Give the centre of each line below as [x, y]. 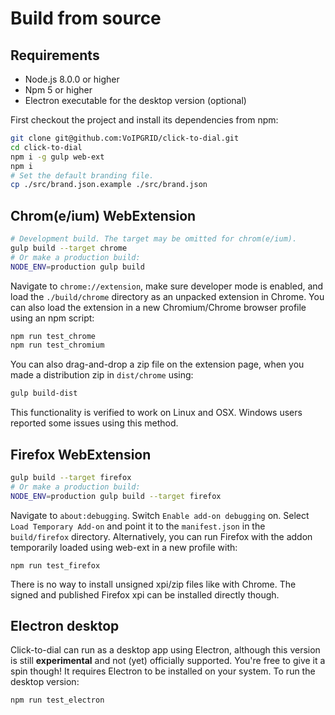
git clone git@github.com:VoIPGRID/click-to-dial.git [125, 138]
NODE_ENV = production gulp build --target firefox [116, 496]
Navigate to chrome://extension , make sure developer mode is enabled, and [167, 286]
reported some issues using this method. [94, 423]
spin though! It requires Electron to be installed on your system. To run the [163, 671]
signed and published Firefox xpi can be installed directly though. [145, 594]
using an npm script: [52, 318]
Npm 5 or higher [58, 90]
